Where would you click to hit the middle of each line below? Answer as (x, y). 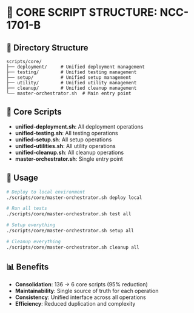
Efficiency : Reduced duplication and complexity (75, 304)
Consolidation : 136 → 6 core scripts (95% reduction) (82, 284)
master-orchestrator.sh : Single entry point (69, 159)
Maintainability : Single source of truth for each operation (87, 291)
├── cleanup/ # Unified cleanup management (72, 88)
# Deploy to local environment (46, 192)
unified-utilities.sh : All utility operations (65, 146)
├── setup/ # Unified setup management (69, 78)
